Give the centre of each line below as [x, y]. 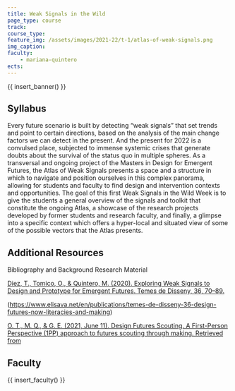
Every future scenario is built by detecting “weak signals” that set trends [112, 126]
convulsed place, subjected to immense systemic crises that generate [109, 148]
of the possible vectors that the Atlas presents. [75, 231]
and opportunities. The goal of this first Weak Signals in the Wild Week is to [117, 193]
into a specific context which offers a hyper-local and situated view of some [117, 223]
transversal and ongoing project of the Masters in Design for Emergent [110, 163]
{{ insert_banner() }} [37, 86]
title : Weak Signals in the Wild [56, 14]
